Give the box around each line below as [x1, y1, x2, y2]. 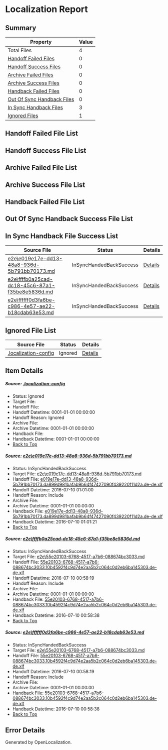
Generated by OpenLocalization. [5, 739, 72, 745]
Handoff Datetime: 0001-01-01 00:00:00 [12, 409, 95, 415]
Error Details [5, 726, 45, 734]
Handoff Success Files [7, 63, 61, 70]
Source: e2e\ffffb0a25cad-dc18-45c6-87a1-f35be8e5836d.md [5, 535, 140, 542]
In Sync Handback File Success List [5, 232, 118, 240]
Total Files [7, 47, 32, 54]
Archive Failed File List [5, 163, 77, 172]
